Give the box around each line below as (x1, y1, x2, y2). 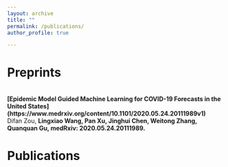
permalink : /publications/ (7, 23, 84, 30)
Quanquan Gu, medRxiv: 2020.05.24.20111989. (7, 124, 146, 133)
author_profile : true (7, 29, 69, 36)
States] (27, 102, 49, 111)
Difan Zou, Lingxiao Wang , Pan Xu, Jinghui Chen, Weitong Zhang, (7, 117, 197, 125)
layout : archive (7, 10, 54, 17)
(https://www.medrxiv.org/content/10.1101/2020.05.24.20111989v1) (7, 109, 206, 118)
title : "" (7, 16, 36, 23)
